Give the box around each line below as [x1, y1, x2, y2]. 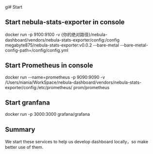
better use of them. [5, 144, 44, 150]
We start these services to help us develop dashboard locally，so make [5, 139, 149, 145]
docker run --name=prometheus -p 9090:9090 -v [5, 74, 105, 80]
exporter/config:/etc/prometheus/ [5, 84, 73, 90]
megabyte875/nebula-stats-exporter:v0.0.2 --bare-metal [5, 42, 119, 48]
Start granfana [5, 99, 50, 107]
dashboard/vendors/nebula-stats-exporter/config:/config [5, 37, 120, 43]
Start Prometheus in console [5, 62, 93, 70]
